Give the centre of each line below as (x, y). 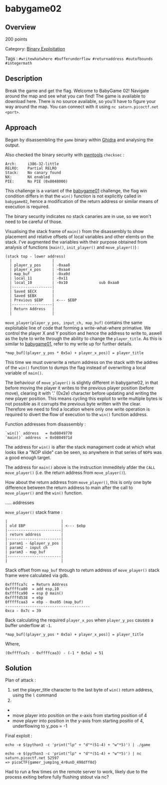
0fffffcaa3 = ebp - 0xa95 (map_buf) (44, 602)
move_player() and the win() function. (44, 492)
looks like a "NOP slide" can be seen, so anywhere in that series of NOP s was (83, 452)
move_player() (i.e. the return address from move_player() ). (66, 472)
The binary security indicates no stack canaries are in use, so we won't (78, 216)
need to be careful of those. (34, 221)
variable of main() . (24, 372)
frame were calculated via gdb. (37, 575)
